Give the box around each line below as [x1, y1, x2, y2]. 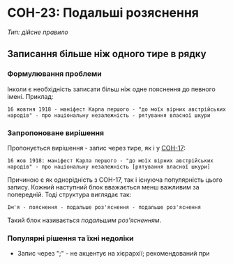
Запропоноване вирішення [7, 127, 105, 137]
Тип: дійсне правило [7, 28, 68, 36]
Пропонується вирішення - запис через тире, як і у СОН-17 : [7, 143, 186, 152]
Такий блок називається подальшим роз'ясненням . [7, 216, 162, 224]
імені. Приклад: [7, 92, 54, 100]
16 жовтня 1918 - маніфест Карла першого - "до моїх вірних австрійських [7, 106, 227, 113]
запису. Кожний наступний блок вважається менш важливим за [7, 183, 200, 191]
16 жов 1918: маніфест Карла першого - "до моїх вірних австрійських [7, 157, 214, 164]
